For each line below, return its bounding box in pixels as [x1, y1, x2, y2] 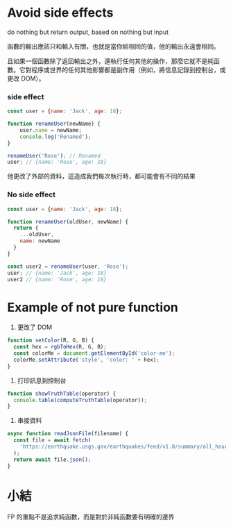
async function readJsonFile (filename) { [7, 430, 129, 437]
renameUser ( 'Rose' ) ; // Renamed [7, 152, 101, 159]
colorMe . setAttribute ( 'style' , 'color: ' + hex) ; [13, 356, 159, 363]
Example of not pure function [7, 299, 179, 315]
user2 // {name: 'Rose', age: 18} [7, 276, 107, 283]
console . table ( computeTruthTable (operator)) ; [13, 396, 148, 403]
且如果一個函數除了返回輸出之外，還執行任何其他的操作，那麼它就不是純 [7, 57, 214, 65]
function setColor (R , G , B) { [7, 337, 95, 344]
